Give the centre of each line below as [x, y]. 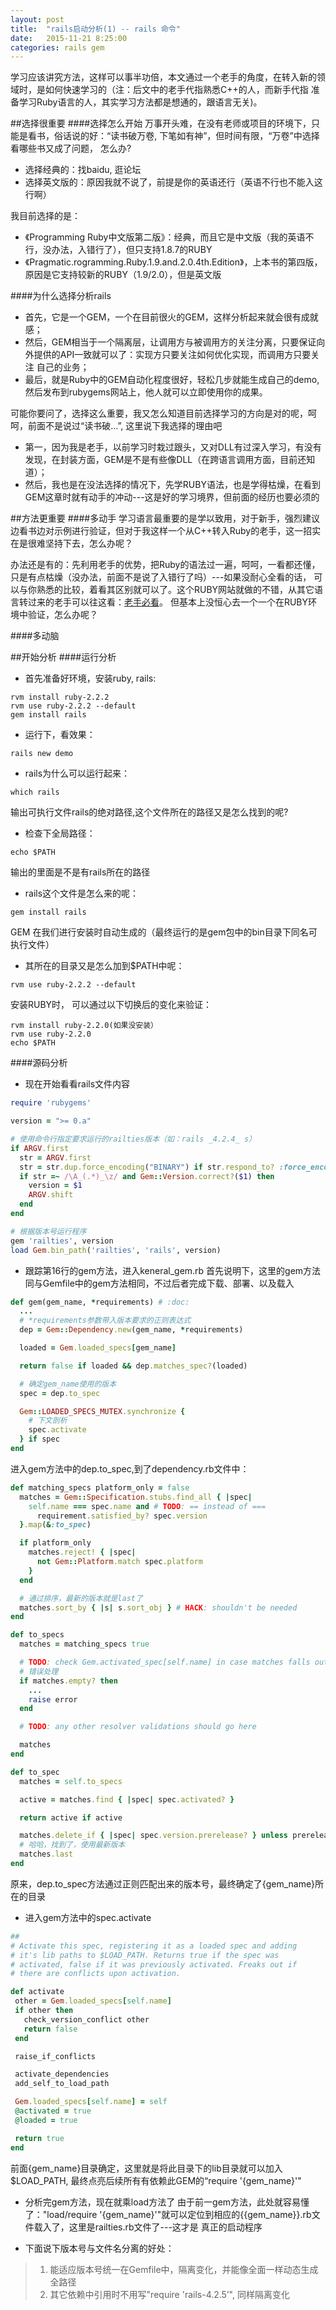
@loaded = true [46, 2120]
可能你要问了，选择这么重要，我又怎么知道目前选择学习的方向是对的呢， [159, 413]
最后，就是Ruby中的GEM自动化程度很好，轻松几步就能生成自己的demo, [172, 380]
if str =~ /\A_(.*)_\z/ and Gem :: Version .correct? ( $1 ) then [147, 1176]
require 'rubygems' [51, 1103]
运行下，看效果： [60, 735]
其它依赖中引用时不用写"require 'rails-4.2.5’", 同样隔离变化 [169, 2294]
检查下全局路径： [60, 833]
